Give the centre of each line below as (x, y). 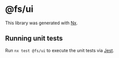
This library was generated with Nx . (41, 23)
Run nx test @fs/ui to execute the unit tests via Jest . (60, 50)
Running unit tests (34, 38)
